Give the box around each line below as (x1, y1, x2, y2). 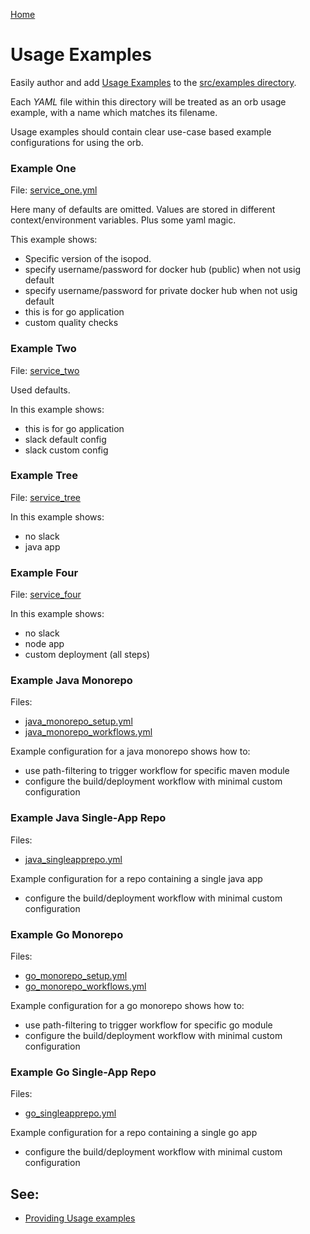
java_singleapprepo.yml (24, 853, 123, 865)
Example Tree (10, 469, 78, 483)
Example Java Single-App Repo (10, 811, 167, 825)
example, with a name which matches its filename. (10, 106, 218, 118)
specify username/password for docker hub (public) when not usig (24, 264, 301, 276)
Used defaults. (10, 384, 71, 396)
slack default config (24, 433, 107, 445)
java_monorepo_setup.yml (24, 715, 133, 728)
